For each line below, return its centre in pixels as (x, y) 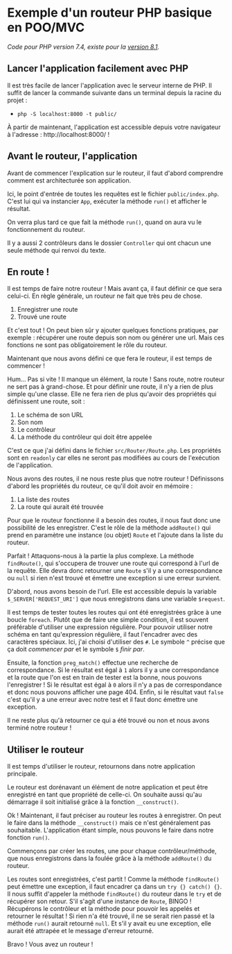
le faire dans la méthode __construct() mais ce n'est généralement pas (109, 823)
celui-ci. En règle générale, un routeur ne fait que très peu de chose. (105, 296)
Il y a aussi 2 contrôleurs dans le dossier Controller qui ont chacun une (109, 243)
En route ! (28, 272)
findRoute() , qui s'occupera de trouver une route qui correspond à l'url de (113, 563)
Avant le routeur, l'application (72, 157)
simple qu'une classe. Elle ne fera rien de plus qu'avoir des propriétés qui (112, 394)
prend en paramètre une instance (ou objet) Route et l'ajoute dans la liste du (115, 535)
